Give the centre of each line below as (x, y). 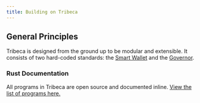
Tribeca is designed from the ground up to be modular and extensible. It (97, 51)
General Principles (42, 37)
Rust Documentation (38, 74)
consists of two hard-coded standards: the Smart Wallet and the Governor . (100, 58)
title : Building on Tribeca (42, 12)
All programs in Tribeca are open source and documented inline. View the (99, 87)
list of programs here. (34, 93)
